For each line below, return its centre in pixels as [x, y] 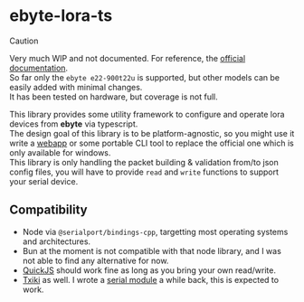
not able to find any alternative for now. [95, 260]
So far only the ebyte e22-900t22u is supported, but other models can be [145, 77]
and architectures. [57, 241]
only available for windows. [60, 152]
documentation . [39, 68]
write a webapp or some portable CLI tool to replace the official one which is [152, 143]
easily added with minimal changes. [76, 87]
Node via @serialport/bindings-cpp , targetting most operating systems [155, 231]
